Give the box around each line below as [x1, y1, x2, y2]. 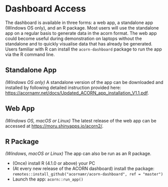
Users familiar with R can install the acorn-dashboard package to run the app [5, 46, 162, 52]
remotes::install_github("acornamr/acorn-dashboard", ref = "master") [12, 172, 163, 177]
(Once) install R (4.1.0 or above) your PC [12, 160, 95, 166]
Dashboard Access [5, 3, 86, 14]
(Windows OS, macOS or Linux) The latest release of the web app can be [5, 117, 157, 123]
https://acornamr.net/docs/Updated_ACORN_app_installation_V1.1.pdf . [5, 89, 149, 95]
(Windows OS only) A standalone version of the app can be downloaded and [5, 79, 163, 85]
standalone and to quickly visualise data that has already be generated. [5, 40, 153, 46]
